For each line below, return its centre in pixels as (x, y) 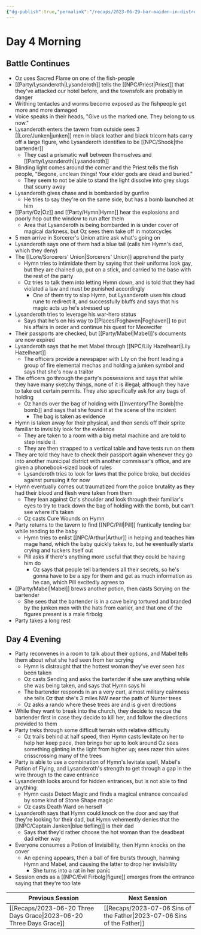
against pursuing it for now (57, 480)
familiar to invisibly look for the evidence (65, 429)
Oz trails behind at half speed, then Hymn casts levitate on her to (104, 737)
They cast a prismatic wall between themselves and (88, 154)
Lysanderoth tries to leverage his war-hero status (75, 314)
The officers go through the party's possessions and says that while (99, 378)
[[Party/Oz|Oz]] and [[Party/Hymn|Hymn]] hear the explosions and (97, 212)
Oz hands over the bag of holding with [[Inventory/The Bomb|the (103, 404)
